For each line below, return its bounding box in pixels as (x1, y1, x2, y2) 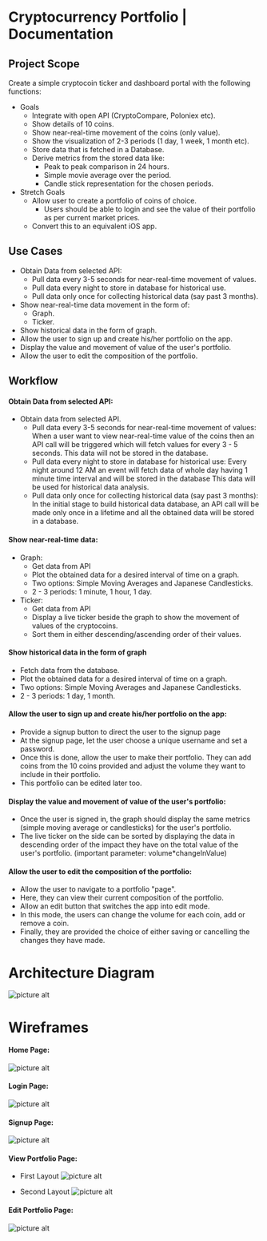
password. (19, 744, 55, 754)
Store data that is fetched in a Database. (31, 145, 165, 154)
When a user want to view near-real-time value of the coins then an (31, 431, 254, 441)
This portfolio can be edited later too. (19, 778, 142, 788)
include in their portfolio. (19, 770, 102, 780)
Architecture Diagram (8, 964, 155, 981)
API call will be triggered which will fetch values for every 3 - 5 (31, 440, 238, 449)
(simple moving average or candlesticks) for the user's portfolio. (19, 823, 232, 832)
